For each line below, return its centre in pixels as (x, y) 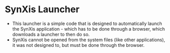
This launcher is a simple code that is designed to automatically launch (87, 23)
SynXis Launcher (42, 9)
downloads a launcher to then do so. (51, 34)
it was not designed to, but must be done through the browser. (78, 45)
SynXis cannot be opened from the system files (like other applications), (89, 40)
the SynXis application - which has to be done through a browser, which (89, 29)
